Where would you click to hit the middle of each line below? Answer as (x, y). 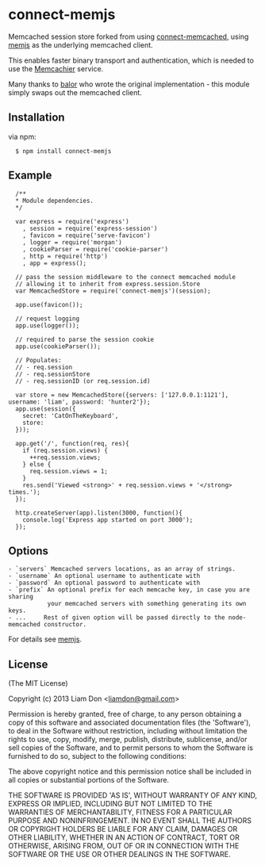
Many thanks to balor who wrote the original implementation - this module (129, 84)
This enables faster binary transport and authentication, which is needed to (131, 60)
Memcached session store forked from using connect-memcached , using (129, 36)
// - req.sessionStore (53, 374)
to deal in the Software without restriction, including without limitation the (128, 731)
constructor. (65, 625)
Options (29, 551)
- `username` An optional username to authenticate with (104, 576)
